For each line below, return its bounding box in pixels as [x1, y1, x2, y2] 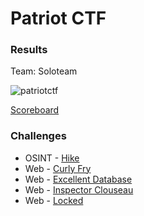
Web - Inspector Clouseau [24, 183, 134, 196]
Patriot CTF [10, 7, 107, 30]
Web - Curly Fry [24, 162, 92, 174]
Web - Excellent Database [24, 173, 133, 185]
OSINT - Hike [24, 152, 80, 164]
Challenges [10, 129, 67, 143]
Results [10, 43, 48, 57]
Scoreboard [10, 104, 60, 116]
